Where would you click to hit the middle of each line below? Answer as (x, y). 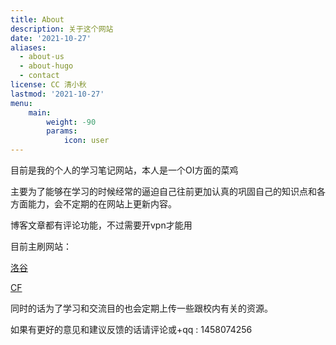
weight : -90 (71, 122)
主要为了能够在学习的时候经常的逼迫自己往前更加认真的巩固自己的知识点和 (163, 191)
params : (62, 131)
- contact (39, 76)
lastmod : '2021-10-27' (57, 94)
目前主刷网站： (41, 246)
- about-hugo (46, 66)
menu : (21, 103)
